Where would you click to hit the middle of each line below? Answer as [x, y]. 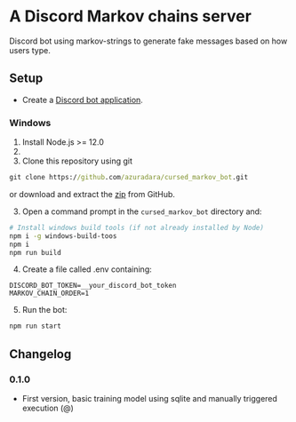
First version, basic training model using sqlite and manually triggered [150, 398]
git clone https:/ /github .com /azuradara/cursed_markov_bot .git [129, 178]
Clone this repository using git [77, 161]
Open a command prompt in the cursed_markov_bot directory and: [142, 211]
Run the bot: [44, 310]
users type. [30, 50]
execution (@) [48, 408]
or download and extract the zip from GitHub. [92, 194]
